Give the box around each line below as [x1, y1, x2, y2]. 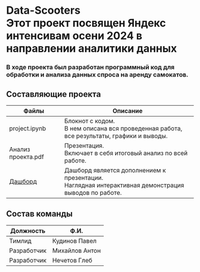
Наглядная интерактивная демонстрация [64, 181, 185, 189]
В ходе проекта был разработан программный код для [6, 63, 175, 72]
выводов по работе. [64, 188, 122, 197]
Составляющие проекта [6, 89, 101, 99]
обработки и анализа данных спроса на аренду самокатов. [6, 71, 189, 79]
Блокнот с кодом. [64, 117, 115, 125]
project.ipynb [9, 124, 46, 132]
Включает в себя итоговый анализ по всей [64, 149, 188, 157]
